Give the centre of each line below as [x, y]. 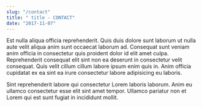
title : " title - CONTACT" [41, 18]
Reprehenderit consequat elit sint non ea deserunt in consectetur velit [94, 60]
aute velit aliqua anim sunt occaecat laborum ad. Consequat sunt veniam [98, 47]
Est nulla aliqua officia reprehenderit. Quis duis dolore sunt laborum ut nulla [101, 41]
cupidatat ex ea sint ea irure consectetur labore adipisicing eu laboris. [94, 73]
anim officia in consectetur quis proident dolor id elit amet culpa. [88, 53]
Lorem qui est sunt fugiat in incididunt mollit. [62, 97]
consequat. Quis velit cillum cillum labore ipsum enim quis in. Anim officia [99, 66]
